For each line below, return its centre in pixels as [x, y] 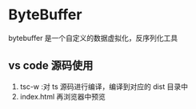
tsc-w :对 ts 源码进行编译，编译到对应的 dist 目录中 [104, 87]
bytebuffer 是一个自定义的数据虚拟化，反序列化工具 [93, 38]
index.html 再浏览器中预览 [63, 96]
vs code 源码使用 [51, 66]
